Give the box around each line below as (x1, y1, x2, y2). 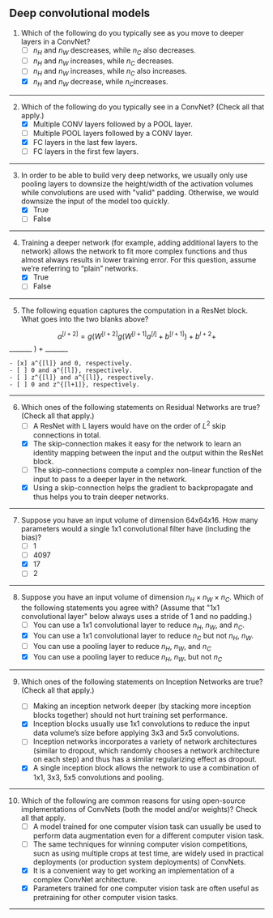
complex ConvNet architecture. (32, 874, 138, 884)
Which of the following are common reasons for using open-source (20, 796, 246, 805)
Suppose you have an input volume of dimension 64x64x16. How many (20, 515, 258, 525)
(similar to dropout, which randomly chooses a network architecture (32, 745, 260, 756)
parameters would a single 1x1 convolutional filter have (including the (20, 524, 251, 534)
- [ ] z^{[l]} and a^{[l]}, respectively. (9, 374, 155, 382)
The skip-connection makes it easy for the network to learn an (32, 438, 241, 448)
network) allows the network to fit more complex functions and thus (20, 246, 248, 256)
